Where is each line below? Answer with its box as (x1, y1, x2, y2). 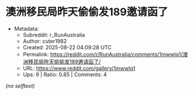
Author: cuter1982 (22, 38, 67, 45)
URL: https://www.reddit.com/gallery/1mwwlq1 (22, 65, 136, 72)
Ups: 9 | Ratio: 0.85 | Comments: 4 (22, 71, 107, 78)
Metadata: (14, 25, 40, 32)
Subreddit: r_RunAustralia (22, 31, 86, 38)
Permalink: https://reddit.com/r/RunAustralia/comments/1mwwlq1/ (22, 50, 183, 57)
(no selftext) (5, 82, 35, 89)
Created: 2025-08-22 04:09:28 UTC (22, 43, 112, 50)
